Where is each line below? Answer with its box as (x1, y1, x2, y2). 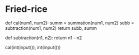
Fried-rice (5, 3, 47, 15)
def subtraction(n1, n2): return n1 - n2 (5, 35, 82, 41)
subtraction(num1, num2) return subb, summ (5, 25, 97, 31)
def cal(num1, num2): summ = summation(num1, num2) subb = (5, 20, 134, 26)
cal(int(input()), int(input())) (5, 44, 61, 50)
